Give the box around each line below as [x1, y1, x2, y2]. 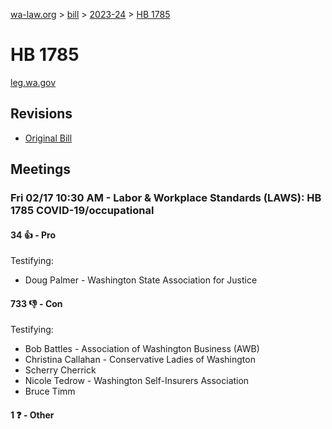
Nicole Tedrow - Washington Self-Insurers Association [24, 375, 250, 387]
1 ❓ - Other [10, 409, 55, 421]
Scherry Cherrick [24, 364, 97, 376]
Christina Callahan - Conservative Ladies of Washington [24, 354, 256, 366]
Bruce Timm [24, 385, 76, 398]
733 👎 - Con [10, 297, 63, 309]
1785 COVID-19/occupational [10, 204, 155, 218]
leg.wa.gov [10, 76, 57, 88]
